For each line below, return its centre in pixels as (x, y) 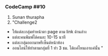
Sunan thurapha (28, 17)
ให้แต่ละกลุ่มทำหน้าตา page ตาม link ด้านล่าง (49, 32)
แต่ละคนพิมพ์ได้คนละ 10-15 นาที (39, 37)
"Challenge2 (25, 22)
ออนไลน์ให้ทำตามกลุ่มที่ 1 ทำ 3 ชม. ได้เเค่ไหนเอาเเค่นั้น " (58, 48)
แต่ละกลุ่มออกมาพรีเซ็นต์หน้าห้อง (38, 42)
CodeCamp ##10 (25, 7)
